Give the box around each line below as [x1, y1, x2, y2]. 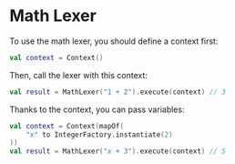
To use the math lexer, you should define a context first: [9, 36, 219, 46]
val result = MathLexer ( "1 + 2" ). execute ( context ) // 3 [9, 87, 226, 97]
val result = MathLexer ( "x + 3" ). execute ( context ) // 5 [9, 147, 226, 156]
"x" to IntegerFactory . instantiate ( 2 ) [26, 129, 173, 139]
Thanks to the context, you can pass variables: [9, 104, 185, 115]
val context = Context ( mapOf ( [9, 121, 125, 130]
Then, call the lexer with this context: [9, 69, 148, 80]
